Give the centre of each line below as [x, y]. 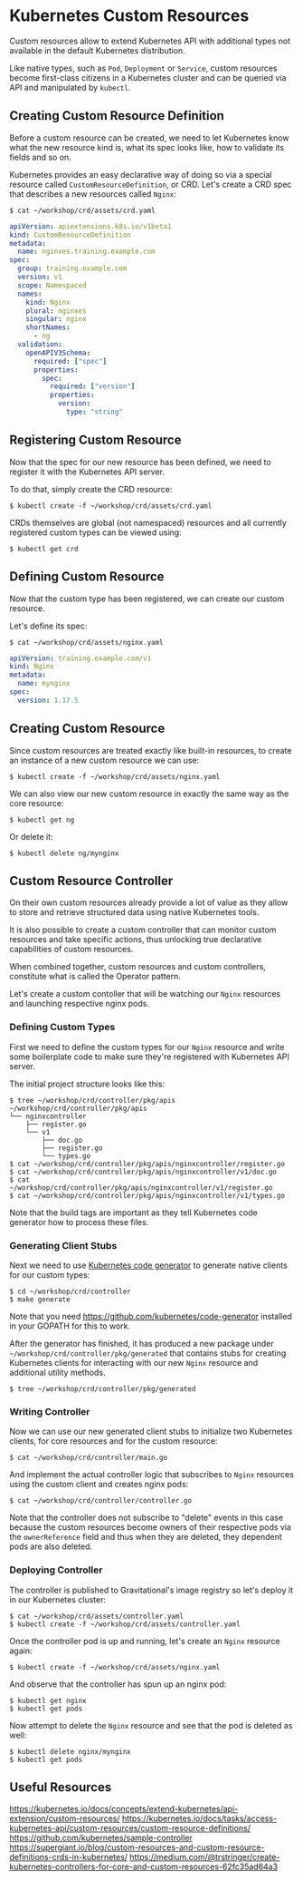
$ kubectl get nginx [48, 1700]
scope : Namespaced [52, 285]
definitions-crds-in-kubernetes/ [69, 1857]
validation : [40, 345]
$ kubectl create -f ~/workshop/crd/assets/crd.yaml [111, 506]
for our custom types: [50, 1274]
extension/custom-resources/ [65, 1818]
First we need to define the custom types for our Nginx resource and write [147, 1047]
